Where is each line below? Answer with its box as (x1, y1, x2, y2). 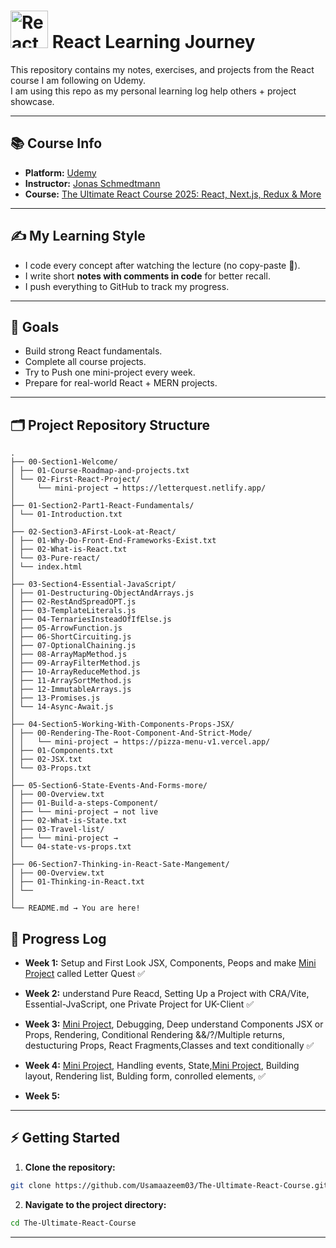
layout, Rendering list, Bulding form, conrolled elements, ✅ (24, 1070, 267, 1082)
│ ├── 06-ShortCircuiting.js (10, 632, 132, 642)
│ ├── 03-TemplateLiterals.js (10, 606, 137, 616)
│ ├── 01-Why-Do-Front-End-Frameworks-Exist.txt (10, 536, 217, 546)
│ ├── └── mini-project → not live (10, 807, 159, 817)
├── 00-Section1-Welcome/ (10, 457, 118, 467)
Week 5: (24, 1090, 61, 1102)
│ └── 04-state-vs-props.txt (10, 842, 132, 852)
